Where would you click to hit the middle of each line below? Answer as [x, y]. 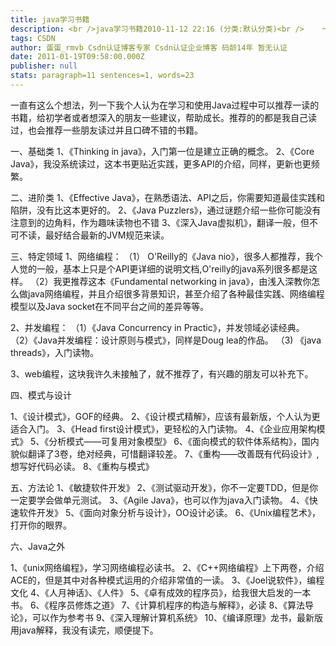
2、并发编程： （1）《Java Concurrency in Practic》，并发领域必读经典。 [157, 327]
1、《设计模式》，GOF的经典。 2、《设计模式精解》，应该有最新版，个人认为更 [165, 416]
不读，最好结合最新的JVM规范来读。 [94, 235]
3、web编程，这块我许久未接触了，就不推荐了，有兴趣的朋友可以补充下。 [162, 373]
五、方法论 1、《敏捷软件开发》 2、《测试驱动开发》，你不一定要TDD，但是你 [164, 487]
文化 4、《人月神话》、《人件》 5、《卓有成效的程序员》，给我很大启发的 [152, 592]
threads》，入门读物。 [55, 352]
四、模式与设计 [41, 395]
